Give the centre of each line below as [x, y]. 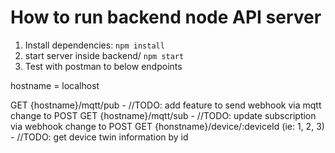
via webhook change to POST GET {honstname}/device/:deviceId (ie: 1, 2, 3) [167, 126]
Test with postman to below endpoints [103, 66]
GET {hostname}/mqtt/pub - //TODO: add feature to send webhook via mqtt [166, 105]
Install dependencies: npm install [94, 45]
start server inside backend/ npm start [104, 55]
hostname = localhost [55, 85]
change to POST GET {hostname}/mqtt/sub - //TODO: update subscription [163, 115]
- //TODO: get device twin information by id [99, 137]
